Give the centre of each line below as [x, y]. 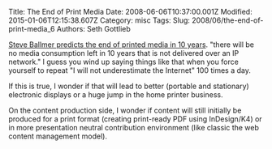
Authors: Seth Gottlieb [94, 29]
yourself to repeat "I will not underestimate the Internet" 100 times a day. [130, 70]
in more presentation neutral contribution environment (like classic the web [134, 128]
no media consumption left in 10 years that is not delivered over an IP [124, 53]
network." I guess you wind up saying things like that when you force [124, 62]
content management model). [58, 136]
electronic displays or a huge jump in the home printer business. [116, 95]
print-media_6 [32, 29]
